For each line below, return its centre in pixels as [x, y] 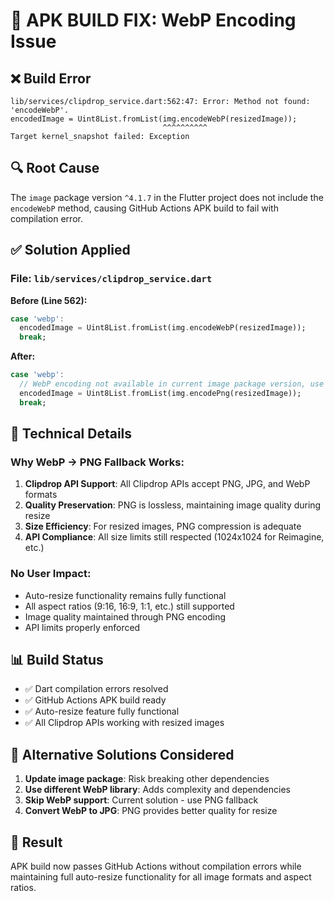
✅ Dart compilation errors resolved [96, 689]
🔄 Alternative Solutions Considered [122, 754]
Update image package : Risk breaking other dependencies [147, 779]
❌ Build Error [51, 78]
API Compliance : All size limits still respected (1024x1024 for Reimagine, [174, 537]
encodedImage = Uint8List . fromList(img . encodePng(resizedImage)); [160, 393]
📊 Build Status [57, 660]
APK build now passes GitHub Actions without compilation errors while [156, 866]
